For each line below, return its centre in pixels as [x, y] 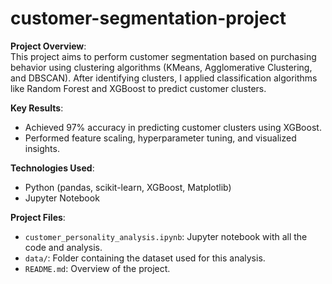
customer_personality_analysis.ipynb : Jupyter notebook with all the [166, 236]
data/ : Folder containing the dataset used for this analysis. [145, 258]
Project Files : [38, 217]
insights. [42, 148]
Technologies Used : [52, 168]
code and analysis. [63, 247]
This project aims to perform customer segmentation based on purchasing [163, 56]
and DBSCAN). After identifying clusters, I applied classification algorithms [164, 78]
